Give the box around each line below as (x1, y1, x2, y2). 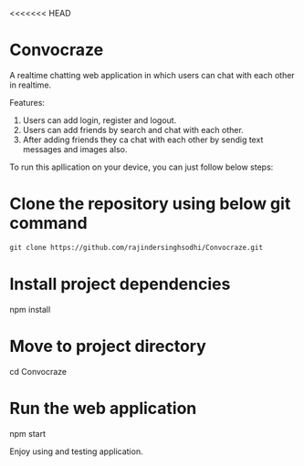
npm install (9, 304, 51, 315)
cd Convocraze (9, 366, 68, 377)
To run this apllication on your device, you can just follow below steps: (9, 161, 274, 172)
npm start (9, 428, 47, 439)
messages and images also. (22, 143, 128, 154)
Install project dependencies (9, 274, 231, 295)
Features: (9, 97, 46, 108)
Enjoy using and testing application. (9, 446, 143, 457)
